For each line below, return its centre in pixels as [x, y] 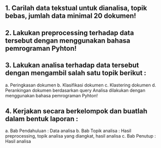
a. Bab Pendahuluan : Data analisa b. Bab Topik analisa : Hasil [68, 131]
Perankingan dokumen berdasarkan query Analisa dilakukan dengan [75, 90]
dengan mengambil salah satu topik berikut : [76, 73]
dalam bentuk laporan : [42, 119]
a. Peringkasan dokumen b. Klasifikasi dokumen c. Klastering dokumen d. [80, 85]
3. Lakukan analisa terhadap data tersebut [72, 65]
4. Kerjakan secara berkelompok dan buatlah [76, 111]
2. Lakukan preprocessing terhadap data [70, 33]
